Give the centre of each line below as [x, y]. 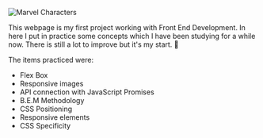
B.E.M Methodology [52, 100]
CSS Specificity [45, 126]
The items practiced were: [51, 60]
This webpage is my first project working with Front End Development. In [127, 27]
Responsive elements [55, 117]
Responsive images [51, 84]
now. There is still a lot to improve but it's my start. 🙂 [94, 44]
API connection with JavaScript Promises [87, 92]
